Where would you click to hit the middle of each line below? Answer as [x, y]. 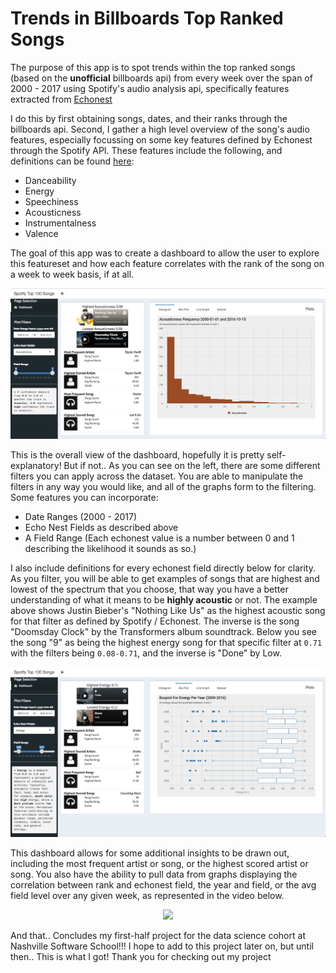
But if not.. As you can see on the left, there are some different [192, 465]
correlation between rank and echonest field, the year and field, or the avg [163, 885]
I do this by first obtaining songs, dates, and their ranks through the [149, 118]
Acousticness [53, 212]
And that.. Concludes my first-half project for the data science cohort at [158, 936]
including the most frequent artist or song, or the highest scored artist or [159, 864]
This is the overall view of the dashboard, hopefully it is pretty [137, 454]
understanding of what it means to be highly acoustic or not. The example [164, 599]
